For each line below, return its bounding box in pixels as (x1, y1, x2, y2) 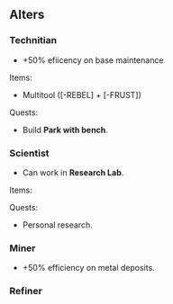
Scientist (9, 147, 50, 159)
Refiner (9, 285, 42, 298)
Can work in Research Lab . (22, 166, 124, 178)
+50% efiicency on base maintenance (22, 54, 164, 66)
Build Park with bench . (22, 124, 108, 135)
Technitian (9, 34, 57, 47)
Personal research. (22, 219, 93, 230)
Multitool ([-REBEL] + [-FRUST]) (22, 89, 142, 100)
